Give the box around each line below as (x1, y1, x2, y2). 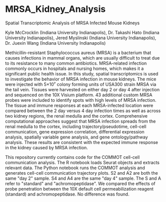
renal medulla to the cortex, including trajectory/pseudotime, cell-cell (5, 123, 147, 130)
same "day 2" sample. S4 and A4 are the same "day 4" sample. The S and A (5, 175, 162, 181)
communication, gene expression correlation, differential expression (5, 129, 145, 135)
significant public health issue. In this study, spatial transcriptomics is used (5, 70, 159, 76)
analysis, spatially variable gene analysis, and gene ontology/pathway (5, 134, 148, 140)
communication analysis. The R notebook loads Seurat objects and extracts (5, 159, 160, 165)
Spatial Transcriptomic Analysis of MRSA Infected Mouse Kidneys (5, 20, 140, 26)
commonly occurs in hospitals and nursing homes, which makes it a (5, 66, 144, 71)
